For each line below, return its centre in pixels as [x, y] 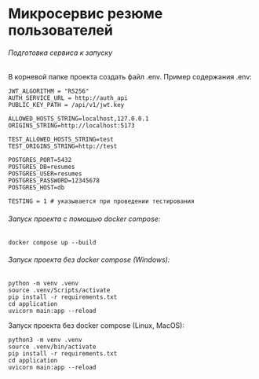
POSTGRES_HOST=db [36, 188]
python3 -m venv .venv [45, 340]
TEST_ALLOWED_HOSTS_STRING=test [61, 140]
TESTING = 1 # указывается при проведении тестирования [101, 201]
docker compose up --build [52, 242]
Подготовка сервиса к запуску [60, 53]
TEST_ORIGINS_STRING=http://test [63, 146]
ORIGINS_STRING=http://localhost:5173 [71, 126]
